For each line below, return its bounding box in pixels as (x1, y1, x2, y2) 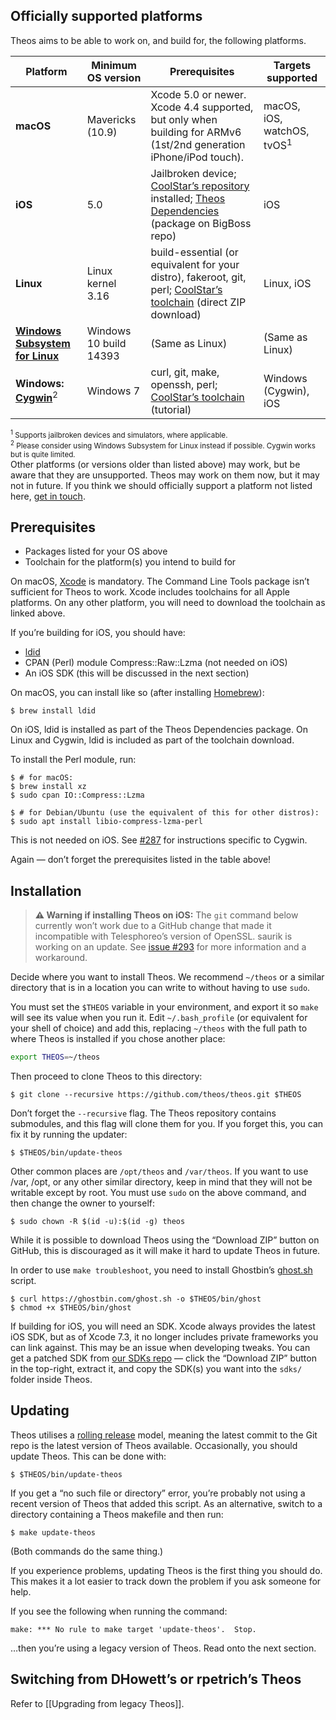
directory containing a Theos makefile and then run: (10, 1508, 224, 1520)
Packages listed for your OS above (24, 545, 168, 558)
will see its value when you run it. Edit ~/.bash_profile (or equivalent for (10, 1012, 308, 1024)
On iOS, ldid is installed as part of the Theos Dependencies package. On (10, 724, 308, 736)
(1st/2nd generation (150, 137, 246, 151)
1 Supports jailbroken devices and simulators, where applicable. (10, 428, 228, 440)
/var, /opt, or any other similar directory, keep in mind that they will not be (10, 1176, 313, 1188)
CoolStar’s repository (150, 179, 250, 193)
